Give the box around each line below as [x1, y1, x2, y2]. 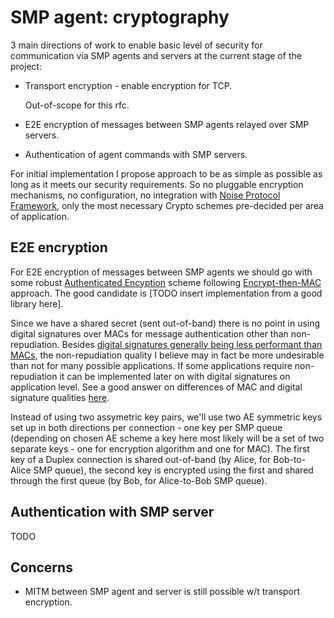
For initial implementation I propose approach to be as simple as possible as [10, 167, 323, 180]
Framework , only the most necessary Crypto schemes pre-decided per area [10, 199, 324, 211]
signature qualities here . [10, 391, 110, 403]
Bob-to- [273, 453, 307, 465]
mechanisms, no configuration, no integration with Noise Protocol [10, 189, 281, 201]
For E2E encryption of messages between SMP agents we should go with [10, 266, 313, 278]
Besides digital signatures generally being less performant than [61, 338, 323, 350]
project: [10, 60, 43, 72]
